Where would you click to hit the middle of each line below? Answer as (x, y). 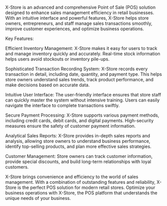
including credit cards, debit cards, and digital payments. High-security (79, 120)
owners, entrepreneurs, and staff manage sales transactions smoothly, (79, 23)
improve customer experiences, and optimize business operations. (75, 29)
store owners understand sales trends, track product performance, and (79, 80)
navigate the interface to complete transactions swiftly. (62, 105)
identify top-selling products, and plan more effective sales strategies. (78, 146)
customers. (17, 167)
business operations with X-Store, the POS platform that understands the (81, 193)
